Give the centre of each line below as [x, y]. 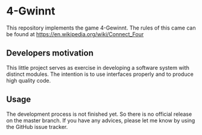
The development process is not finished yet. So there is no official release [99, 114]
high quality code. [29, 80]
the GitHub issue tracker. [37, 127]
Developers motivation [50, 53]
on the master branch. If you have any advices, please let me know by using [101, 120]
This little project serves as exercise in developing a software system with [98, 67]
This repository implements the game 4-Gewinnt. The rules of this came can [101, 28]
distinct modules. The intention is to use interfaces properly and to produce [100, 74]
